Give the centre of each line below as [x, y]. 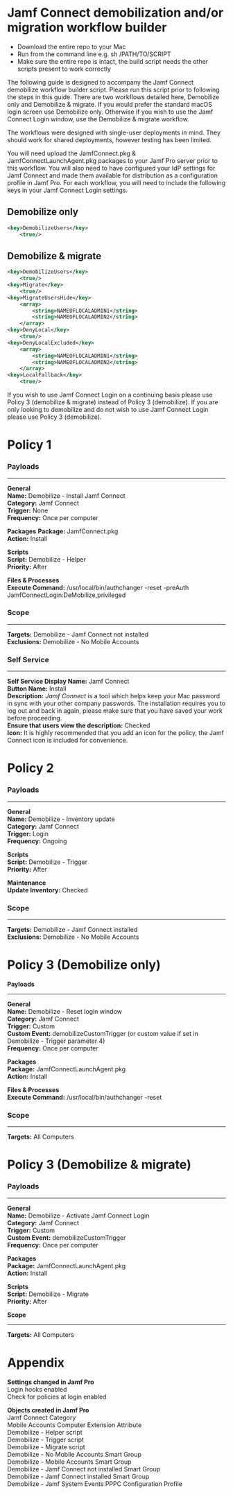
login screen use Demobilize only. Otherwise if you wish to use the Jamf [110, 112]
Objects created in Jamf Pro [48, 1410]
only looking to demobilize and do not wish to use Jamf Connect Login [108, 410]
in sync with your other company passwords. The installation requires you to [116, 703]
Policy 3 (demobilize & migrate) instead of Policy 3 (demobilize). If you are [113, 402]
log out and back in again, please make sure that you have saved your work [115, 711]
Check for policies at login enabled [57, 1397]
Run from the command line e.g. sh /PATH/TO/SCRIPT [94, 54]
